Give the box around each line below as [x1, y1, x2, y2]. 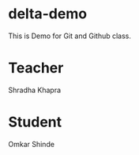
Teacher [8, 59, 64, 77]
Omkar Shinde [8, 139, 55, 149]
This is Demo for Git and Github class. [8, 31, 132, 41]
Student [8, 113, 62, 131]
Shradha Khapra [8, 85, 62, 95]
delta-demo [8, 5, 88, 23]
